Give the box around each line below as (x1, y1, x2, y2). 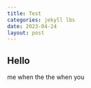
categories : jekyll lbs (7, 16, 76, 23)
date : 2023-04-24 (7, 23, 57, 30)
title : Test (7, 10, 41, 17)
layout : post (7, 29, 45, 36)
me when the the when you (7, 73, 85, 81)
